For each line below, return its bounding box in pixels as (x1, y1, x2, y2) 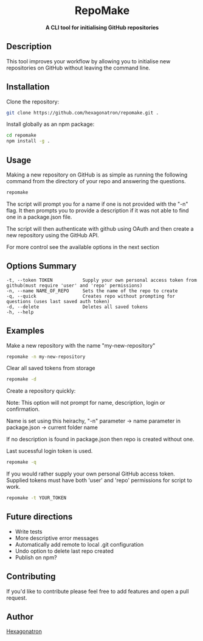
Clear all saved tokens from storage (6, 365, 95, 372)
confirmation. (6, 405, 40, 413)
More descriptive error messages (15, 534, 99, 542)
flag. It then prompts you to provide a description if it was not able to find (6, 206, 190, 214)
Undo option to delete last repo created (15, 547, 114, 555)
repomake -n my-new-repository (6, 354, 86, 360)
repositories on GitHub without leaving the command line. (6, 64, 151, 71)
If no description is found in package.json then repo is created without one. (6, 436, 194, 443)
